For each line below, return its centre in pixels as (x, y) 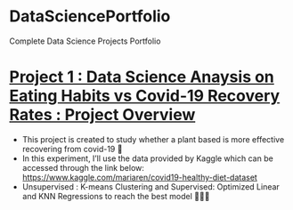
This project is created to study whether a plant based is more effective (153, 139)
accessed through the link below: (83, 167)
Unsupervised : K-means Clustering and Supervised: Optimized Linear (151, 186)
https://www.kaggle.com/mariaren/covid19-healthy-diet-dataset (140, 177)
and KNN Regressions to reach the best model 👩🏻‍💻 (116, 196)
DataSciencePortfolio (90, 16)
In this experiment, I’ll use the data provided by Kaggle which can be (147, 158)
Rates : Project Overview (102, 115)
